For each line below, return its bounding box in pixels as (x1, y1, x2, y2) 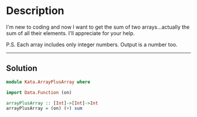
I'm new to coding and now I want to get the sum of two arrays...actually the (6, 23, 190, 30)
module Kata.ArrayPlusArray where (6, 79, 91, 85)
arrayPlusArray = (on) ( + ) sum (6, 105, 83, 112)
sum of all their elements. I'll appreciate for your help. (6, 29, 135, 36)
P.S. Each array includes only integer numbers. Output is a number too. (6, 41, 178, 48)
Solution (6, 63, 38, 74)
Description (6, 4, 64, 18)
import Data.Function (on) (6, 90, 72, 95)
